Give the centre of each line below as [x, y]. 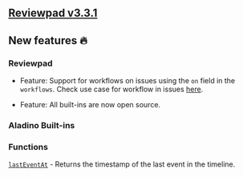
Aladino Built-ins [42, 125]
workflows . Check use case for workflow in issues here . [111, 89]
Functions [28, 147]
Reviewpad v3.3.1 [53, 13]
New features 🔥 [48, 40]
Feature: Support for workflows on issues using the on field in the [128, 81]
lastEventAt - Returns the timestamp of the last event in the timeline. [122, 164]
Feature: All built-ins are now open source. [90, 105]
